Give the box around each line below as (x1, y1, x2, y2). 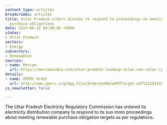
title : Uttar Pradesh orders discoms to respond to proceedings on (5, 16, 148, 21)
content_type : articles (5, 7, 55, 12)
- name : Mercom (5, 62, 37, 67)
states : (5, 30, 21, 35)
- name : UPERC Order (5, 76, 48, 81)
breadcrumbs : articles (5, 12, 52, 17)
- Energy (5, 44, 23, 49)
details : (5, 72, 23, 77)
